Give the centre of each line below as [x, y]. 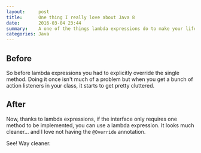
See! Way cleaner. [28, 143]
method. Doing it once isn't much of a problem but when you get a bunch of [100, 79]
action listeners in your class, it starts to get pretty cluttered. [80, 85]
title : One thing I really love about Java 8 [71, 17]
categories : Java [28, 34]
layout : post [28, 12]
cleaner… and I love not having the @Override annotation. [76, 131]
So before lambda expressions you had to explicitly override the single [93, 73]
